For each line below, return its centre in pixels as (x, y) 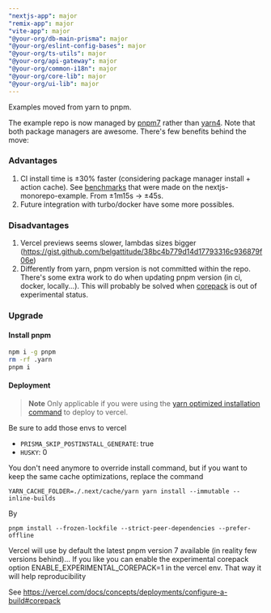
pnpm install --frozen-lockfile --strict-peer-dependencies (112, 529)
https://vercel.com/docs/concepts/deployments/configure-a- (125, 592)
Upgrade (26, 315)
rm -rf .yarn (30, 360)
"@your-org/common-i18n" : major (63, 69)
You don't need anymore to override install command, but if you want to (128, 468)
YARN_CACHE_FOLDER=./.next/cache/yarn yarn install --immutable (119, 491)
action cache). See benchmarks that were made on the (112, 186)
